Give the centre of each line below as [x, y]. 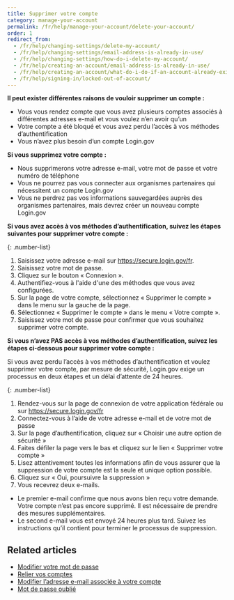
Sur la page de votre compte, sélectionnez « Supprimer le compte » [114, 298]
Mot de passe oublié [47, 589]
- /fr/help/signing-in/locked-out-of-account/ [82, 78]
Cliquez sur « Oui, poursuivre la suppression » [84, 477]
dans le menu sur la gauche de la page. [74, 305]
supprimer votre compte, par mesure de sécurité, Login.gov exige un [106, 369]
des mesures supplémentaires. [62, 514]
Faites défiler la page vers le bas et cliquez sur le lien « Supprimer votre [120, 448]
